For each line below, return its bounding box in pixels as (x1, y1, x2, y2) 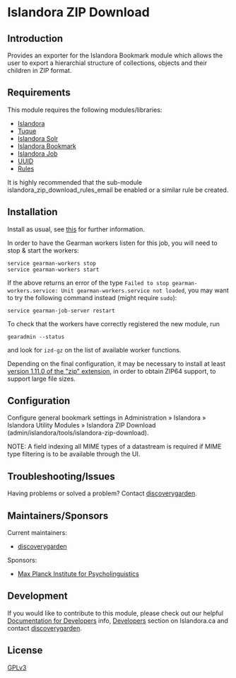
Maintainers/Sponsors (7, 510, 109, 522)
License (7, 645, 43, 657)
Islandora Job (17, 149, 58, 158)
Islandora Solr (17, 134, 59, 142)
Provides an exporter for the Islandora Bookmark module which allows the (7, 51, 223, 59)
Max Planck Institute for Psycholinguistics (17, 570, 139, 578)
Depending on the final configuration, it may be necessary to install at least (7, 359, 226, 368)
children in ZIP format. (7, 67, 72, 74)
